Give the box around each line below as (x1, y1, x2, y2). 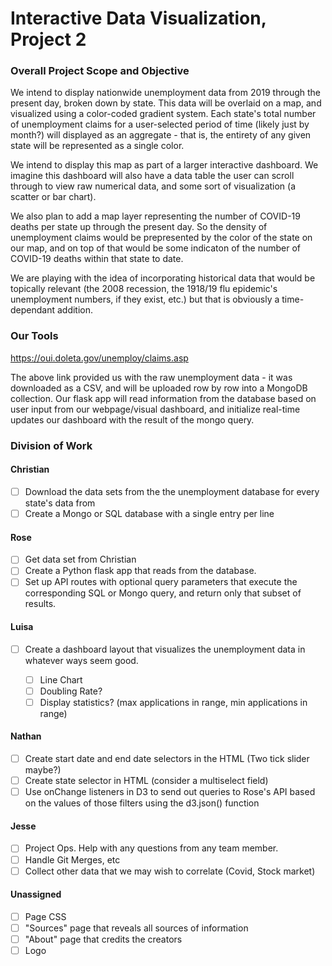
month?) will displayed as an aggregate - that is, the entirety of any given (10, 129, 312, 141)
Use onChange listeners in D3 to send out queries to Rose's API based (24, 786, 316, 798)
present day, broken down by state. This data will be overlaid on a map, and (10, 97, 322, 109)
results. (24, 598, 57, 610)
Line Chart (39, 673, 83, 686)
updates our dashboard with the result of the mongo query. (10, 413, 255, 426)
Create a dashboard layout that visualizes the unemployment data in (24, 643, 306, 655)
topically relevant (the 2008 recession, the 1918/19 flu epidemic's (10, 283, 278, 295)
